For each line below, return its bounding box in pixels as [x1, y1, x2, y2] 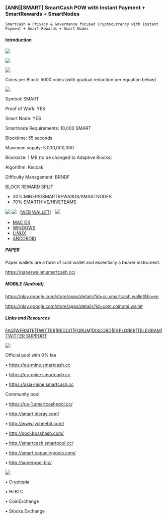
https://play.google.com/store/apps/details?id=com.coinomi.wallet [5, 303, 143, 309]
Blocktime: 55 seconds [5, 135, 53, 141]
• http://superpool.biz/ [5, 459, 52, 466]
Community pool [5, 391, 40, 397]
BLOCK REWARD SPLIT [5, 184, 54, 190]
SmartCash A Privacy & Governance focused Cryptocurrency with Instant [5, 22, 158, 27]
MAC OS [12, 219, 31, 225]
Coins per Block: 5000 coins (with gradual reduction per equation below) [5, 76, 156, 82]
